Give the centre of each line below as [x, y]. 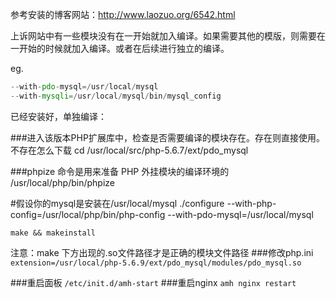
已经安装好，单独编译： [58, 116]
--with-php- [251, 203]
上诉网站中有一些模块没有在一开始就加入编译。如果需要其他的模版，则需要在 [168, 36]
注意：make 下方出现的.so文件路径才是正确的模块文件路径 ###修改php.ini [162, 252]
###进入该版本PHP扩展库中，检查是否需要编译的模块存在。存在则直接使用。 [167, 137]
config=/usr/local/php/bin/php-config [88, 214]
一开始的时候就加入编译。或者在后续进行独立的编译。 [120, 48]
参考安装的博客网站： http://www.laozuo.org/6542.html [123, 14]
